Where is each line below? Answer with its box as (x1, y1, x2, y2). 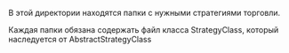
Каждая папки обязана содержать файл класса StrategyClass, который (8, 25, 279, 34)
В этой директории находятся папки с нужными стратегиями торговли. (8, 8, 281, 18)
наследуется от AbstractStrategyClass (8, 34, 152, 44)
